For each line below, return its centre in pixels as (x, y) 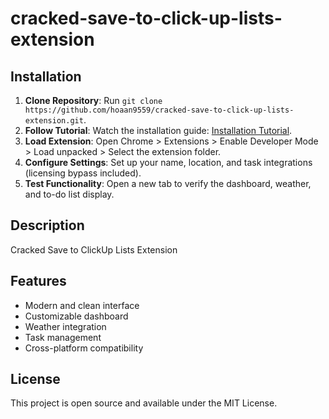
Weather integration (65, 326)
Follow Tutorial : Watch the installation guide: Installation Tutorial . (158, 130)
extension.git (54, 121)
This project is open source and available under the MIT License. (144, 403)
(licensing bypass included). (83, 173)
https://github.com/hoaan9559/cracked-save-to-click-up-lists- (159, 110)
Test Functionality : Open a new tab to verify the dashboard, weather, (168, 183)
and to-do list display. (69, 194)
